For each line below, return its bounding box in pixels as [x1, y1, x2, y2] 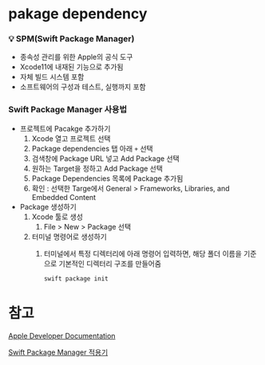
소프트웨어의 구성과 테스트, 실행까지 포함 [19, 82, 146, 92]
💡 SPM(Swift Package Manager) [8, 33, 135, 45]
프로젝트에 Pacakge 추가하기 [19, 124, 111, 133]
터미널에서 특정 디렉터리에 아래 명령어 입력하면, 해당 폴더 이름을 [43, 249, 242, 258]
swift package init [43, 274, 109, 283]
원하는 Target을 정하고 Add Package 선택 [31, 163, 164, 173]
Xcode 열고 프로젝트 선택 [31, 133, 111, 143]
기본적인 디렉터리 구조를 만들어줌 [58, 258, 162, 268]
